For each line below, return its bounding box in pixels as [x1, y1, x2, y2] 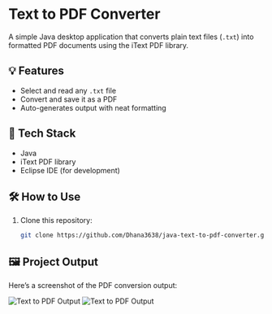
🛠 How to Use [8, 190, 81, 203]
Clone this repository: [19, 216, 93, 225]
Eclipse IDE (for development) [19, 165, 120, 175]
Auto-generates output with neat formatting [19, 102, 166, 112]
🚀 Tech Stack [8, 127, 76, 141]
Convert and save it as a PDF [19, 94, 118, 104]
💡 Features [8, 64, 65, 78]
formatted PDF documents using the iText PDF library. [8, 40, 189, 50]
